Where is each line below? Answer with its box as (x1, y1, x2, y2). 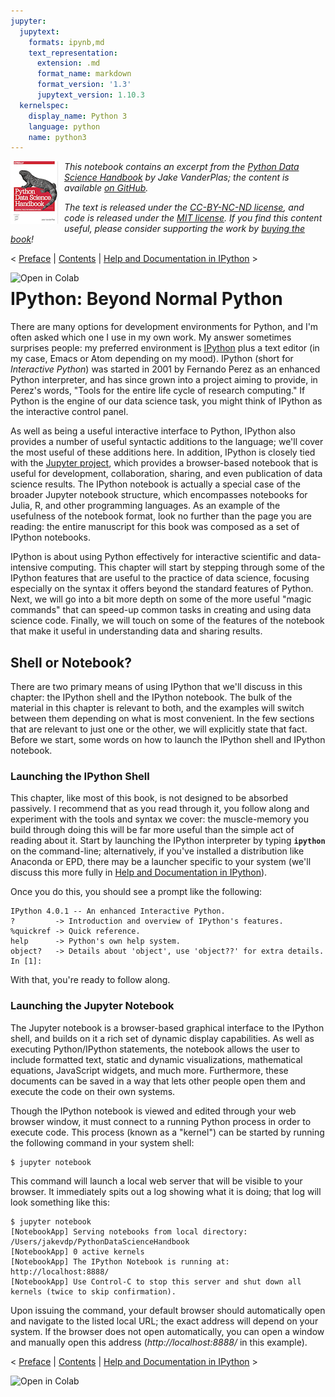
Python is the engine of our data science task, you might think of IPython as (10, 395, 323, 407)
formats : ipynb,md (28, 37, 105, 47)
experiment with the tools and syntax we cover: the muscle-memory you (10, 813, 309, 825)
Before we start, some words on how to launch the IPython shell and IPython (10, 734, 326, 745)
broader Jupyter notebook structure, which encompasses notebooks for (10, 489, 308, 501)
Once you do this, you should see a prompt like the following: (10, 886, 263, 898)
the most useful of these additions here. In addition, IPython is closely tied (10, 446, 316, 459)
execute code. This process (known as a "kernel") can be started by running (10, 1126, 325, 1138)
